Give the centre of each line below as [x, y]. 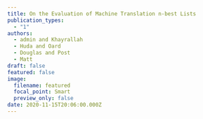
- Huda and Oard [37, 46]
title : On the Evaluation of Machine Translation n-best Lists [102, 14]
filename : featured [42, 85]
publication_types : [36, 20]
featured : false [31, 72]
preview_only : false [44, 99]
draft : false [26, 66]
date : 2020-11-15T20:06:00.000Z [54, 105]
